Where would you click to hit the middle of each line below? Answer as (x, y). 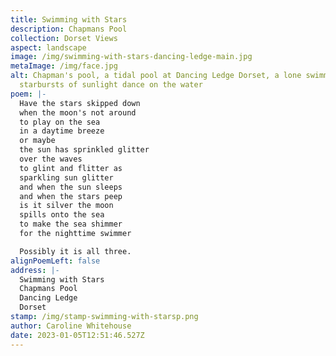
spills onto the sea (62, 215)
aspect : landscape (48, 47)
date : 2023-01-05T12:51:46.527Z (77, 335)
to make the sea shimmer (71, 224)
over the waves (51, 159)
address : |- (35, 270)
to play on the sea (60, 122)
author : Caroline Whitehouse (71, 326)
